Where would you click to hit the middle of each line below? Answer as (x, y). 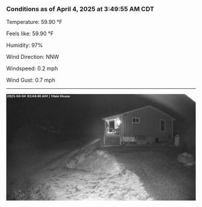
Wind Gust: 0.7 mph (31, 80)
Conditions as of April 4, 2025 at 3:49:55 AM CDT (80, 9)
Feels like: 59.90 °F (30, 34)
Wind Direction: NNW (33, 57)
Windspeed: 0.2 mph (32, 68)
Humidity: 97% (25, 45)
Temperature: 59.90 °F (34, 22)
